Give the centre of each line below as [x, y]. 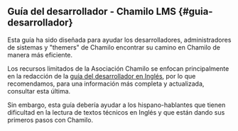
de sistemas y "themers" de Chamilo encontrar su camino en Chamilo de [114, 47]
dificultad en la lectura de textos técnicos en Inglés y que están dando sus [116, 112]
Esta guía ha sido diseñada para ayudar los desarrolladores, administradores [119, 40]
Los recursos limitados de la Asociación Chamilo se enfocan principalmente [118, 68]
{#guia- [195, 12]
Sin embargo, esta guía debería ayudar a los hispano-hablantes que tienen [117, 105]
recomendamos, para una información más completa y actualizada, [106, 84]
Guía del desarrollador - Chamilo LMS [92, 12]
